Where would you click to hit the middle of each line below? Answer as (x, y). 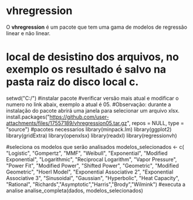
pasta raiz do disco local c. (72, 82)
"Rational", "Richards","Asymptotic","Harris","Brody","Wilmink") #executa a (96, 184)
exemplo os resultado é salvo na (86, 70)
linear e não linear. (28, 33)
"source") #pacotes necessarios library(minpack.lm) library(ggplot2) (89, 129)
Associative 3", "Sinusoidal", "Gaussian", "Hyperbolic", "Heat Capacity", (93, 178)
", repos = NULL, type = (156, 123)
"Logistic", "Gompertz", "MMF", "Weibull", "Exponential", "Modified (87, 153)
